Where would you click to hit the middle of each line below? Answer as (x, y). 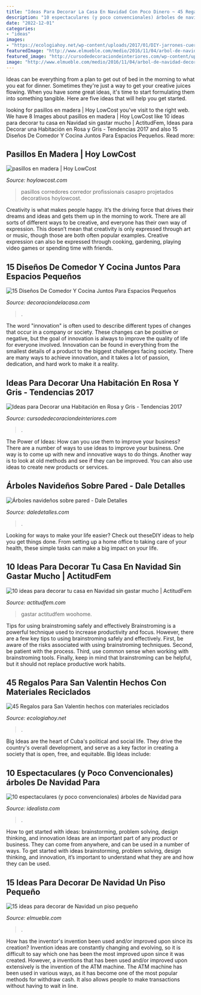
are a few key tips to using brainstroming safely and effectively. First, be (95, 638)
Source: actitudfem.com (36, 602)
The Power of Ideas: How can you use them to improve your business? (93, 441)
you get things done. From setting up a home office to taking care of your (97, 541)
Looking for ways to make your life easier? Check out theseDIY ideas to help (100, 535)
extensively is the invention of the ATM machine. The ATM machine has (94, 966)
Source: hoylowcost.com (37, 180)
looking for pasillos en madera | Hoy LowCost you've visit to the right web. (98, 110)
